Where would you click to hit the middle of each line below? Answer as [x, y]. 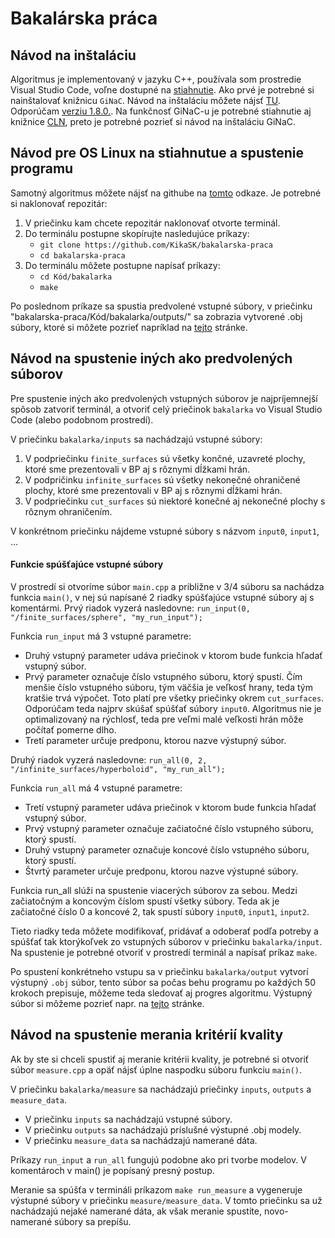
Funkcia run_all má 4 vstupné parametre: [96, 788]
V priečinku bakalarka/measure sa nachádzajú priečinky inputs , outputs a [161, 1089]
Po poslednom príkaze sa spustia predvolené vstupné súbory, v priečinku [161, 306]
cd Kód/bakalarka [76, 277]
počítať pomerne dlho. [70, 729]
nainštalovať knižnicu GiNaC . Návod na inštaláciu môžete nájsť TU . [145, 100]
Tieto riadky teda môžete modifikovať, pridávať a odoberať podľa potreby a [164, 931]
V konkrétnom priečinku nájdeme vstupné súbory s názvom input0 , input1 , [165, 531]
